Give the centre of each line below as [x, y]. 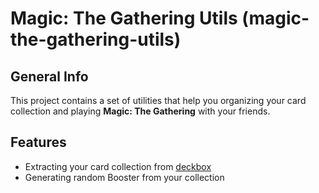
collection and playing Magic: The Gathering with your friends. [140, 111]
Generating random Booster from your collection [124, 177]
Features [38, 142]
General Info [49, 76]
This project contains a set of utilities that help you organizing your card [158, 100]
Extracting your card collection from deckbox [118, 166]
